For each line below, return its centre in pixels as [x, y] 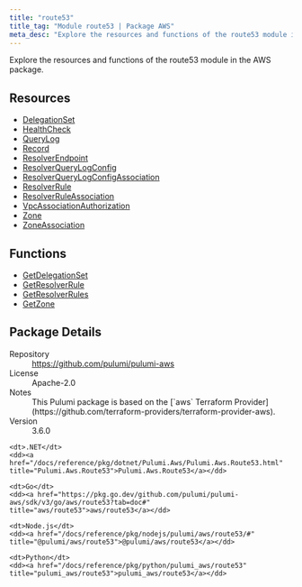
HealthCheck [47, 129]
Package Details [55, 332]
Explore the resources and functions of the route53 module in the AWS [140, 60]
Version [23, 421]
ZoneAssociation [53, 225]
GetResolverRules [55, 294]
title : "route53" [42, 18]
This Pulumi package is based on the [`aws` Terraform [132, 401]
